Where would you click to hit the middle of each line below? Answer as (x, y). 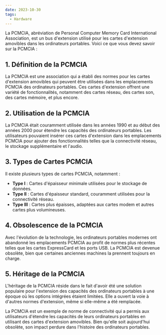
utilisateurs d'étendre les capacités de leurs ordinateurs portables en (75, 317)
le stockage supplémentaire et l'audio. (44, 146)
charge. (13, 258)
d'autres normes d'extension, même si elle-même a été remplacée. (74, 302)
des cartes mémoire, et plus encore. (42, 98)
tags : (11, 14)
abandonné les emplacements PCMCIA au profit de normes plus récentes (80, 242)
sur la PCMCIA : (21, 49)
